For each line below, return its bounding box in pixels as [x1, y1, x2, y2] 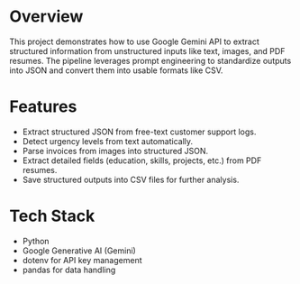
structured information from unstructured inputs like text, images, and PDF [9, 45, 286, 56]
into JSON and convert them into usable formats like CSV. [9, 65, 223, 76]
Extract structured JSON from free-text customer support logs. [22, 126, 257, 137]
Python [22, 235, 50, 246]
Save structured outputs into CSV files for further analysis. [22, 174, 240, 185]
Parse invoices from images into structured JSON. [22, 145, 209, 156]
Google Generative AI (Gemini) [22, 245, 137, 256]
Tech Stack [9, 206, 95, 226]
